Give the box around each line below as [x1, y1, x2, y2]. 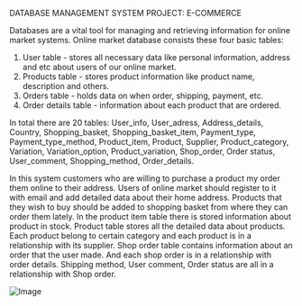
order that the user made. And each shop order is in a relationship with [9, 249, 272, 260]
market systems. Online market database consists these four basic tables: [9, 35, 284, 45]
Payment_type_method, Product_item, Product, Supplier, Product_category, [9, 137, 289, 147]
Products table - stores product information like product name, [22, 71, 255, 82]
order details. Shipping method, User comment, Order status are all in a [9, 259, 274, 269]
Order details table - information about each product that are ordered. [22, 100, 282, 111]
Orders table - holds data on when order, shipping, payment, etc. [22, 90, 264, 101]
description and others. [22, 81, 110, 91]
